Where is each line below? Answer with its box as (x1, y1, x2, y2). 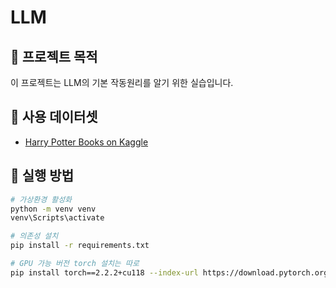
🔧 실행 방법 (10, 167, 75, 185)
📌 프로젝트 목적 (10, 48, 98, 65)
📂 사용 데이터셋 (10, 109, 98, 126)
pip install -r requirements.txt (10, 241, 150, 251)
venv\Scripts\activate (10, 213, 105, 223)
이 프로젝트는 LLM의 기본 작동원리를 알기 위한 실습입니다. (10, 77, 234, 88)
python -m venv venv (10, 204, 97, 214)
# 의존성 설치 (10, 231, 59, 241)
